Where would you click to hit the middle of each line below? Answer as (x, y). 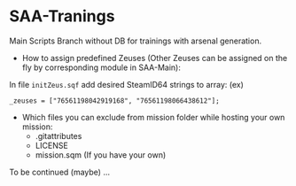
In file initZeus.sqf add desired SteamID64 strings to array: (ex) (126, 84)
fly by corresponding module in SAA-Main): (101, 67)
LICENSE (51, 145)
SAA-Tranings (62, 16)
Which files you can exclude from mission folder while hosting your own (153, 117)
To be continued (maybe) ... (60, 172)
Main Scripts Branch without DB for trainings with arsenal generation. (136, 41)
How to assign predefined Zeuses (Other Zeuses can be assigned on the (155, 58)
